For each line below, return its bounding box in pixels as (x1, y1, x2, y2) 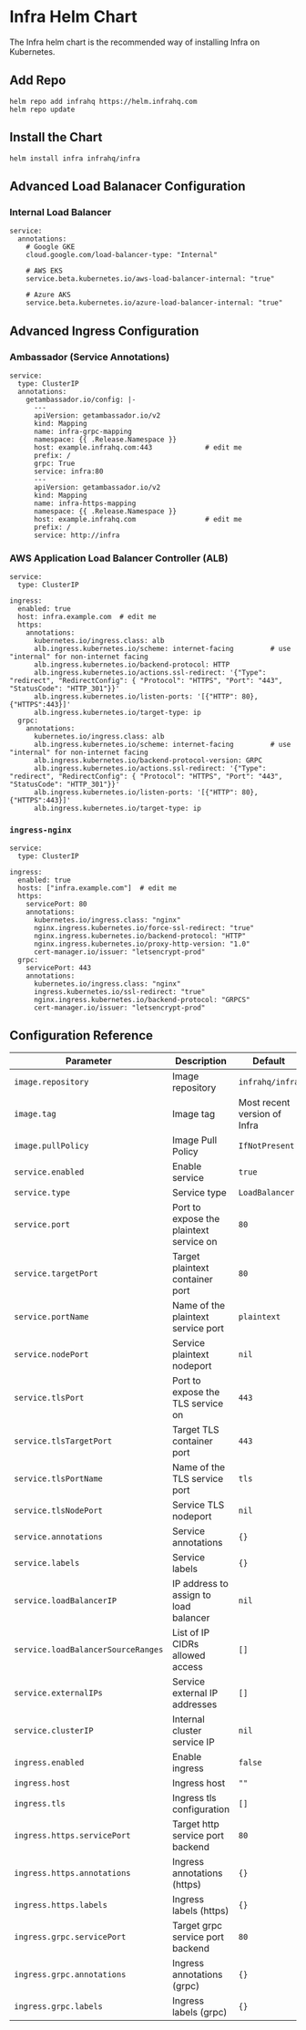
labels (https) (171, 1904, 229, 1917)
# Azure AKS (25, 290, 71, 300)
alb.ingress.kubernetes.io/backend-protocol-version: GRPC (33, 756, 262, 765)
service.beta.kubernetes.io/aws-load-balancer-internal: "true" (25, 274, 275, 284)
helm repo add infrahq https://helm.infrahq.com (9, 97, 198, 106)
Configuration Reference (9, 1028, 153, 1043)
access (171, 1661, 203, 1673)
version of (238, 1108, 282, 1121)
